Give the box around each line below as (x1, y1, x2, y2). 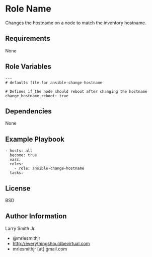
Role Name (5, 3, 51, 15)
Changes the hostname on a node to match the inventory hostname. (5, 20, 146, 26)
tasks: (10, 170, 24, 175)
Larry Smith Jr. (5, 225, 36, 231)
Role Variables (5, 62, 51, 71)
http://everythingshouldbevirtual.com (12, 240, 90, 246)
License (5, 184, 31, 192)
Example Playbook (5, 135, 64, 144)
